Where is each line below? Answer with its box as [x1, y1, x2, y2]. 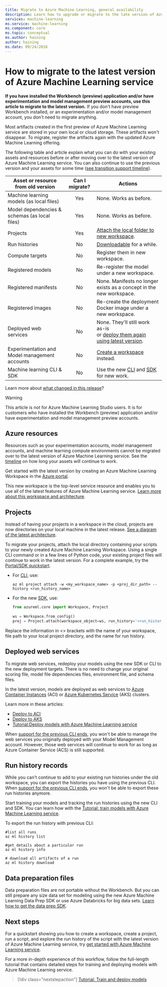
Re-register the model [96, 263, 149, 270]
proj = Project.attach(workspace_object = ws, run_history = [12, 618, 135, 623]
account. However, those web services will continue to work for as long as [5, 741, 158, 747]
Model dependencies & [7, 206, 62, 213]
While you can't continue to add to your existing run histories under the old [5, 774, 159, 780]
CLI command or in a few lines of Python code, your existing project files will [5, 552, 162, 558]
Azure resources [5, 429, 58, 437]
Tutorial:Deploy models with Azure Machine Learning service [12, 721, 138, 727]
